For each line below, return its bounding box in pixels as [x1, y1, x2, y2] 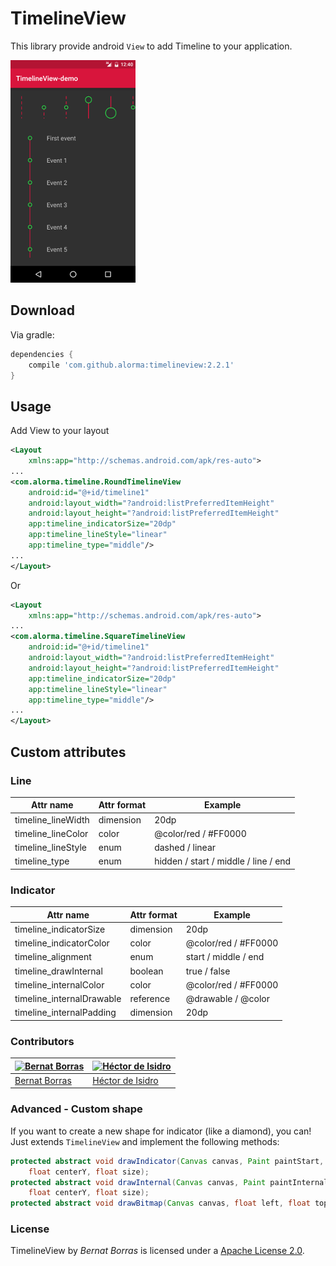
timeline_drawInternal [14, 965, 103, 977]
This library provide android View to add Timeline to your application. [10, 40, 293, 52]
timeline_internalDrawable [14, 993, 122, 1005]
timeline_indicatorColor [14, 937, 110, 949]
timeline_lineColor [14, 827, 89, 839]
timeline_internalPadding [14, 1007, 117, 1019]
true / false [185, 965, 231, 977]
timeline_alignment [14, 951, 92, 963]
